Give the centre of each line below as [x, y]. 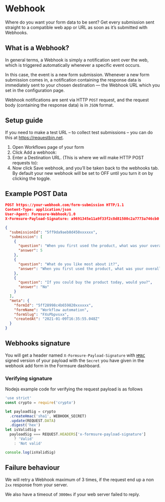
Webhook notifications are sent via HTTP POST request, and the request [77, 100]
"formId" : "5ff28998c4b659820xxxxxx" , [54, 305]
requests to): [25, 163]
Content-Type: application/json [38, 210]
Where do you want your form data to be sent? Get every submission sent [80, 22]
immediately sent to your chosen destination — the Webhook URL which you [82, 85]
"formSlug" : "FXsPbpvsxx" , [41, 314]
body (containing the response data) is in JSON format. [59, 105]
